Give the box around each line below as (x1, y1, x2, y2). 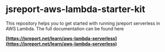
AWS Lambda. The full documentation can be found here (6, 25, 124, 31)
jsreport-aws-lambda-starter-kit (6, 4, 145, 15)
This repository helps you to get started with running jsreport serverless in (6, 20, 160, 26)
